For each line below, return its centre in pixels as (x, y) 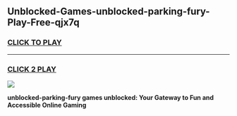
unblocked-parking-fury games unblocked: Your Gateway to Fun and (110, 97)
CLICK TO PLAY (35, 43)
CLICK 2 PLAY (32, 69)
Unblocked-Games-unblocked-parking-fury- (109, 12)
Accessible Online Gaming (47, 105)
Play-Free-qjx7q (43, 23)
